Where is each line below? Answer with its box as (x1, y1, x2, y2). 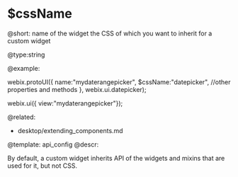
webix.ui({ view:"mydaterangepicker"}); (7, 98, 123, 108)
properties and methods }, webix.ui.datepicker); (7, 85, 147, 93)
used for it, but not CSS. (7, 161, 78, 170)
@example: (7, 64, 40, 72)
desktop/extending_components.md (17, 126, 123, 135)
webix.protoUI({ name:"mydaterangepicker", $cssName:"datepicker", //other (7, 77, 231, 86)
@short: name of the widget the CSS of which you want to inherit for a (7, 29, 212, 38)
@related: (7, 113, 36, 121)
